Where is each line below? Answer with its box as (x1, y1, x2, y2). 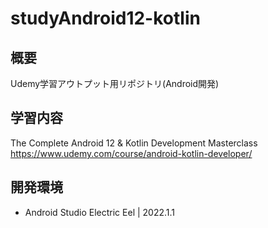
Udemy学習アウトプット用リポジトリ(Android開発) (10, 78, 220, 89)
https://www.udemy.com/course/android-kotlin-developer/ (10, 147, 253, 159)
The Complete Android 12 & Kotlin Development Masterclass (10, 137, 258, 149)
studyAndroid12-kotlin (10, 7, 201, 30)
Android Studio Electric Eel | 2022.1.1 (24, 206, 176, 218)
